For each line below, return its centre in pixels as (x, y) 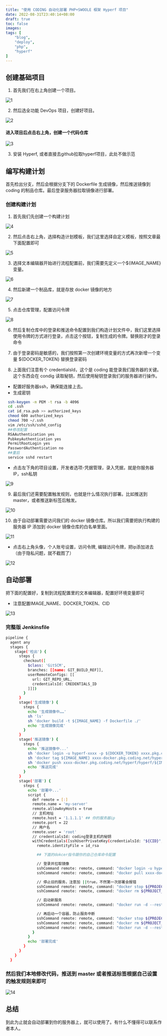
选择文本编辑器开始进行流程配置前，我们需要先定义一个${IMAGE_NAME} (87, 263)
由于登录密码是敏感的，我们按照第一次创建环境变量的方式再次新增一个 (84, 353)
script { (37, 795)
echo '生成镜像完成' (47, 726)
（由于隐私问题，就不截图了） (43, 553)
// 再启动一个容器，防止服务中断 (66, 914)
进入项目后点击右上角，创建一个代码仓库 (47, 132)
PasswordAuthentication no (36, 448)
